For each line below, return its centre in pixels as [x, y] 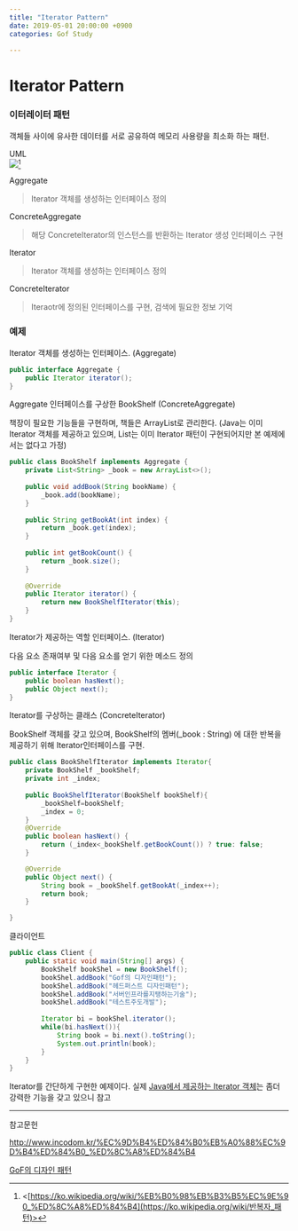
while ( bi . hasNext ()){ [81, 1027]
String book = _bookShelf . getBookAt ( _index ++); [130, 885]
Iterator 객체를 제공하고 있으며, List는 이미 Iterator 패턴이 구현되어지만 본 [135, 434]
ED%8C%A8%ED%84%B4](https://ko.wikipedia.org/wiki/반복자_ [157, 1207]
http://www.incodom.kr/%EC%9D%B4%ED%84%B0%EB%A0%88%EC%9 [148, 1142]
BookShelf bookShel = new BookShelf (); [115, 969]
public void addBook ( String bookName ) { [101, 487]
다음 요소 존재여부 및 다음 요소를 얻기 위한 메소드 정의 [101, 655]
